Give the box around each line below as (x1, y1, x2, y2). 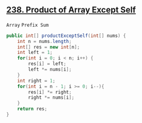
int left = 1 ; (17, 50, 53, 56)
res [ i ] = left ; (28, 61, 67, 67)
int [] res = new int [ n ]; (17, 44, 80, 50)
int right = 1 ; (17, 78, 56, 84)
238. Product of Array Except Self (6, 5, 137, 15)
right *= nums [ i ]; (28, 95, 75, 101)
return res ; (17, 106, 47, 112)
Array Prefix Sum (6, 22, 49, 28)
